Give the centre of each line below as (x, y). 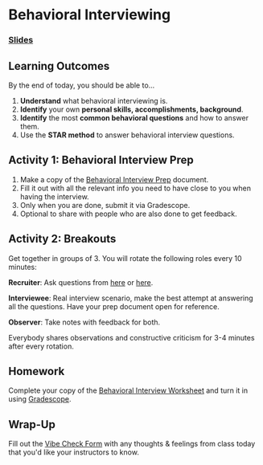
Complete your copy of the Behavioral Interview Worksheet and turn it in (128, 390)
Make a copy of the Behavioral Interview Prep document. (114, 179)
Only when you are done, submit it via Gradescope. (105, 205)
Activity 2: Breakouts (62, 239)
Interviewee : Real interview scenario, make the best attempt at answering (131, 298)
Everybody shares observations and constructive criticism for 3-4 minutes (131, 337)
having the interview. (55, 196)
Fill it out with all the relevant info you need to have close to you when (136, 188)
